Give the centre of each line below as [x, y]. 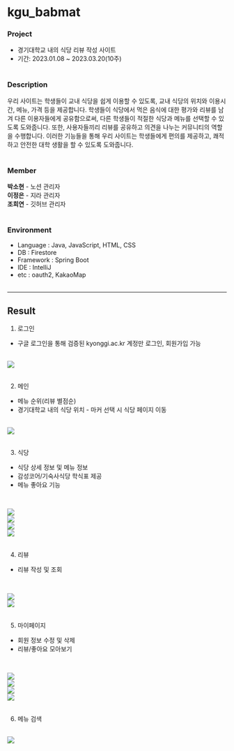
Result [22, 311]
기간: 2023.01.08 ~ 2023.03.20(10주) [69, 59]
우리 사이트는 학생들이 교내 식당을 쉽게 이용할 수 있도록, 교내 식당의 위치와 [107, 101]
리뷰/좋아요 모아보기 [45, 649]
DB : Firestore [37, 253]
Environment [30, 230]
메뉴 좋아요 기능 [39, 485]
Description [28, 85]
